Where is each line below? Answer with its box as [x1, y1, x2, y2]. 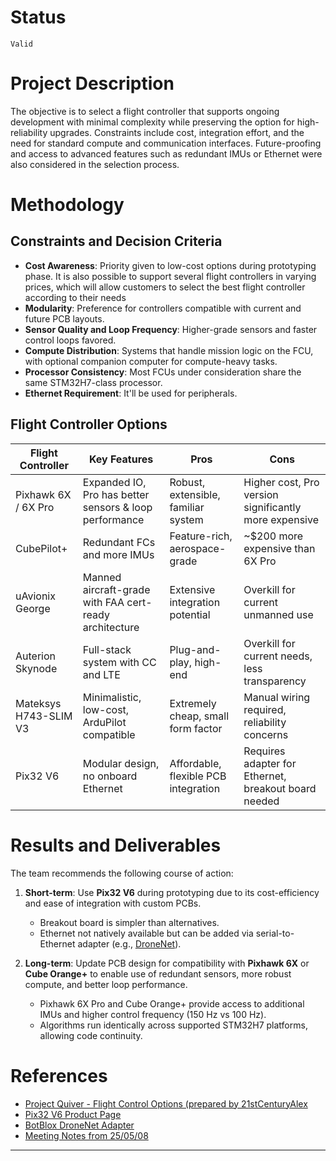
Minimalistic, [82, 690, 142, 704]
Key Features [88, 452, 154, 466]
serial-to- [255, 927, 295, 939]
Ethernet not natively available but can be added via [39, 927, 254, 939]
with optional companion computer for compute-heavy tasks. [24, 355, 278, 367]
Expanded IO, [82, 475, 147, 489]
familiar [169, 500, 205, 514]
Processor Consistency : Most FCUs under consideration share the [24, 366, 302, 378]
